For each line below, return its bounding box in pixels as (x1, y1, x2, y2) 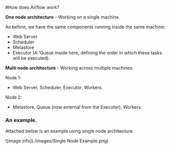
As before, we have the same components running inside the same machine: (5, 24, 165, 30)
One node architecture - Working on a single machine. (5, 14, 120, 20)
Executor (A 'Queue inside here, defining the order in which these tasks (12, 50, 162, 56)
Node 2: (5, 94, 22, 100)
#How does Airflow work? (5, 5, 59, 10)
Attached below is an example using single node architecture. (5, 128, 134, 134)
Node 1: (5, 75, 21, 80)
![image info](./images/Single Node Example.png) (5, 138, 109, 144)
